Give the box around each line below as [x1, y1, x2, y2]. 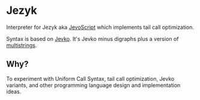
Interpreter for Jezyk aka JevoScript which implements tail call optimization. [6, 23, 194, 31]
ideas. [6, 88, 22, 95]
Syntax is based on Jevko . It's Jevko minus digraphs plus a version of [6, 35, 179, 42]
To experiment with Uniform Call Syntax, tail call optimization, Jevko [6, 75, 175, 82]
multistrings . [6, 42, 37, 49]
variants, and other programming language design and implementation [6, 81, 181, 89]
